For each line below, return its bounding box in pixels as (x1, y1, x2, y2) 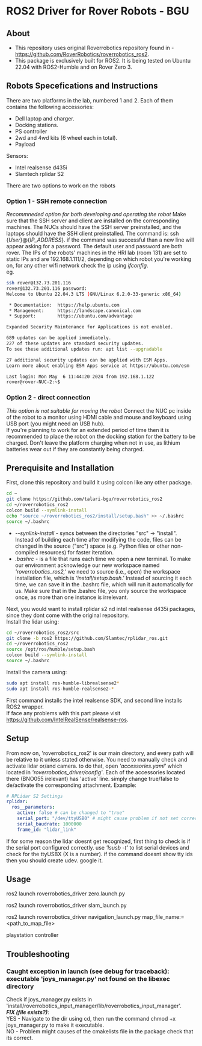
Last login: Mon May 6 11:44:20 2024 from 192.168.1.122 (6, 374, 155, 380)
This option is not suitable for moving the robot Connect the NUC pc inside (6, 407, 191, 414)
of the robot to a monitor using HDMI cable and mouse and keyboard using (6, 413, 192, 421)
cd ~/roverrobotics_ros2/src (6, 630, 79, 636)
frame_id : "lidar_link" (17, 827, 77, 833)
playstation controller (6, 932, 59, 939)
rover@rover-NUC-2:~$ (6, 379, 61, 385)
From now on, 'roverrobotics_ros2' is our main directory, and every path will (6, 749, 194, 757)
